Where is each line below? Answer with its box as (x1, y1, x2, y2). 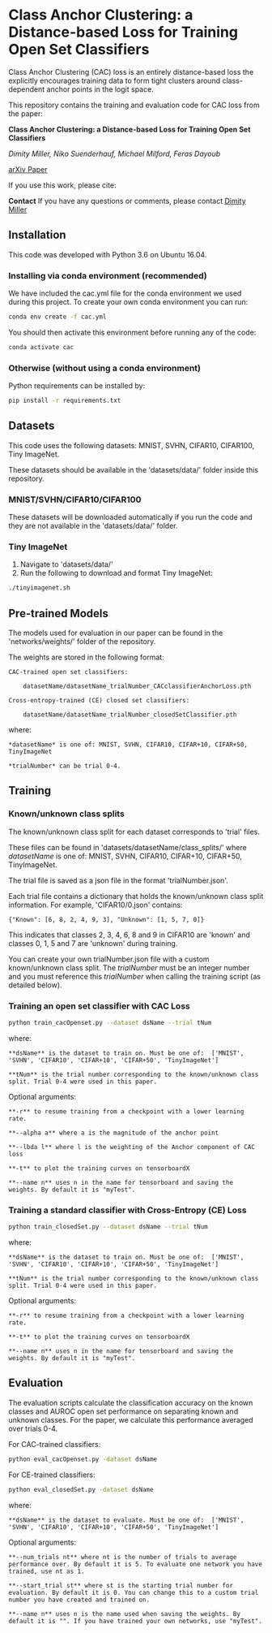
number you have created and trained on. (8, 1596, 151, 1604)
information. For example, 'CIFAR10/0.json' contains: (8, 900, 183, 909)
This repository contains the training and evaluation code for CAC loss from (8, 100, 261, 110)
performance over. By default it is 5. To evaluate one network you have (8, 1560, 263, 1568)
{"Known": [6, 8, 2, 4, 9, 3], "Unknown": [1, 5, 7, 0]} (8, 915, 205, 923)
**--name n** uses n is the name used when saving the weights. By (8, 1609, 241, 1618)
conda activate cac (8, 343, 74, 351)
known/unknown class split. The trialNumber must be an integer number (8, 962, 250, 972)
